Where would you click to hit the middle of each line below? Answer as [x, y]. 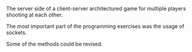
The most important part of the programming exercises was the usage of [95, 26]
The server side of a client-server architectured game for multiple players [96, 9]
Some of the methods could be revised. [54, 44]
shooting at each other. [34, 15]
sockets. [17, 32]
